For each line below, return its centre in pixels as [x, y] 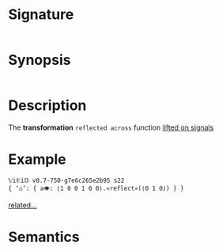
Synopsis [40, 60]
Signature [41, 15]
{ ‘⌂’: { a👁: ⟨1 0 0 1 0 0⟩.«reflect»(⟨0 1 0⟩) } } [96, 188]
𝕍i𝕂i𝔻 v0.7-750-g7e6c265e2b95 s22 [66, 180]
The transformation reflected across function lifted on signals [111, 127]
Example [37, 159]
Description [47, 106]
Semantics [44, 237]
